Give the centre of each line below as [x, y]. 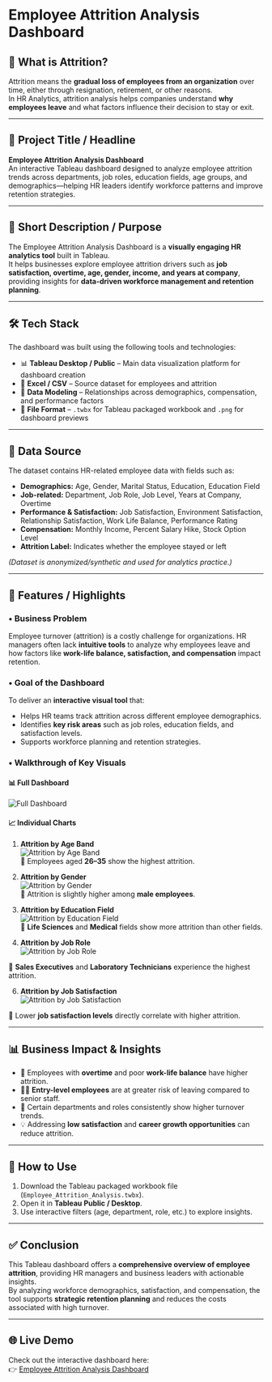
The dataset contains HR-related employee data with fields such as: [121, 470]
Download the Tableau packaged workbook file [99, 1186]
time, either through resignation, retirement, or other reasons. [110, 90]
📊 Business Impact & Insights [85, 1049]
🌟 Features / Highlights [67, 595]
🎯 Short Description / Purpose [85, 227]
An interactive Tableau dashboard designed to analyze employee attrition [130, 168]
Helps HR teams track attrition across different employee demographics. [140, 716]
